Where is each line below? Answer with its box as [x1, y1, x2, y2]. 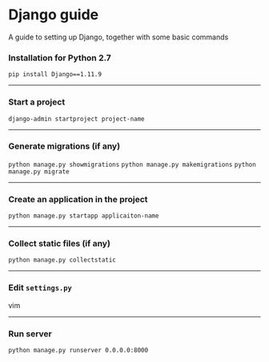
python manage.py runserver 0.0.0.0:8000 [8, 347, 149, 355]
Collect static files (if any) [8, 238, 110, 250]
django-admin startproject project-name [8, 115, 146, 123]
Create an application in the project [8, 193, 148, 205]
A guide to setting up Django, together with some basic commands [8, 32, 229, 42]
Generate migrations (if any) [8, 140, 121, 152]
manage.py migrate [8, 167, 70, 176]
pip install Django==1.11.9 [8, 71, 102, 79]
